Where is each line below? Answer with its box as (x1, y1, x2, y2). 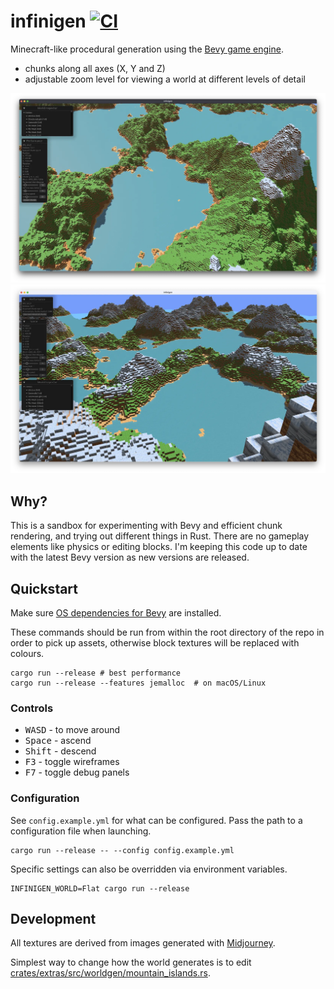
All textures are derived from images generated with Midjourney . (10, 937, 276, 949)
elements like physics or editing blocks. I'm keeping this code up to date (10, 541, 308, 553)
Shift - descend (24, 745, 97, 757)
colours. (10, 647, 45, 659)
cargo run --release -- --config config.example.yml (10, 845, 235, 855)
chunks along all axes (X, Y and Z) (24, 62, 166, 74)
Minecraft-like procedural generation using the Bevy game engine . (10, 43, 284, 55)
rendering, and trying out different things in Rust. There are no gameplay (10, 530, 310, 542)
